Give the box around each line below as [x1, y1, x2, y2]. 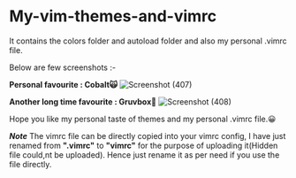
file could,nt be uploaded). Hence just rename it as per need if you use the [9, 149, 280, 160]
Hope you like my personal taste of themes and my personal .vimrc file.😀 [9, 113, 277, 124]
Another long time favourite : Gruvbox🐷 [9, 96, 157, 107]
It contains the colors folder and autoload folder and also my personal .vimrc [9, 35, 287, 46]
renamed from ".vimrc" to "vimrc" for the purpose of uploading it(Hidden [9, 140, 278, 151]
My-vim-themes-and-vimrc [9, 6, 217, 27]
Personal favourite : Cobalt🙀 [9, 79, 118, 89]
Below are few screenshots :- [9, 62, 117, 73]
